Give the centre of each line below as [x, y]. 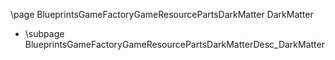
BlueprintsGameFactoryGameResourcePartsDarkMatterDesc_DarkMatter [174, 44]
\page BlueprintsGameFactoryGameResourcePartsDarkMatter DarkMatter [162, 14]
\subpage [44, 33]
